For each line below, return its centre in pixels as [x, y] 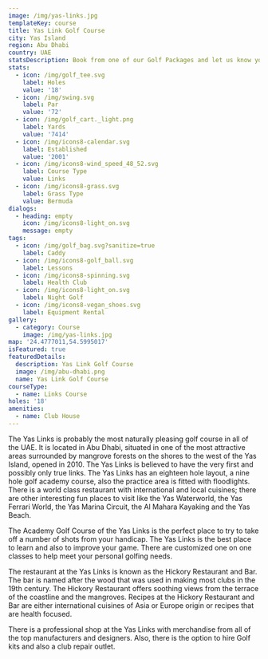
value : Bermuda [48, 201]
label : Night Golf [53, 298]
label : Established [55, 149]
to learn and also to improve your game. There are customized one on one [130, 547]
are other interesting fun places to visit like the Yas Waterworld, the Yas [126, 498]
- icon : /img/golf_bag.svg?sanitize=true [85, 246]
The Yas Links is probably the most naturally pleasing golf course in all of [128, 439]
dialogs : [23, 208]
